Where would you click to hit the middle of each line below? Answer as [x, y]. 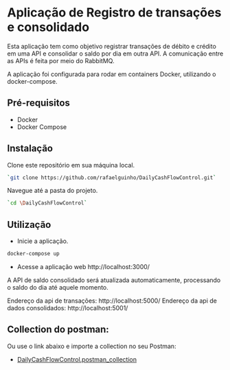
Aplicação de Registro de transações [114, 13]
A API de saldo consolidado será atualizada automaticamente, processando [114, 280]
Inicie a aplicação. [43, 241]
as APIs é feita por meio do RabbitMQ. [61, 60]
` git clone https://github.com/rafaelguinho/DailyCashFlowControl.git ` [112, 177]
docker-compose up [33, 254]
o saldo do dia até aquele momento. [58, 287]
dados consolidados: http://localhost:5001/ [68, 308]
